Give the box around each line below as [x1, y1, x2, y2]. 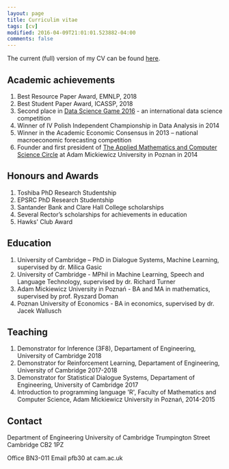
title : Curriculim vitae [7, 16, 78, 23]
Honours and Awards [7, 170, 99, 182]
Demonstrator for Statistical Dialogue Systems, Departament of [16, 374, 195, 382]
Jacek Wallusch [16, 306, 62, 315]
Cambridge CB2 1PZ [7, 441, 64, 449]
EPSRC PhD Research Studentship [16, 196, 114, 204]
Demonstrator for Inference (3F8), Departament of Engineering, [16, 344, 196, 353]
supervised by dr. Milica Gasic [16, 263, 103, 271]
